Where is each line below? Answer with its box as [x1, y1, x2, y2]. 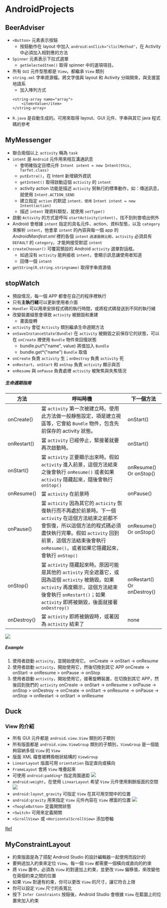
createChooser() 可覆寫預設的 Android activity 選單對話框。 [12, 246, 138, 252]
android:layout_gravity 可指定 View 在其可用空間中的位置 [12, 791, 131, 797]
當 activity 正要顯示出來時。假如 [41, 453, 119, 460]
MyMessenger [5, 136, 51, 144]
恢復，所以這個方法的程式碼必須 [46, 522, 121, 529]
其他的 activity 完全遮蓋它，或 [46, 569, 119, 576]
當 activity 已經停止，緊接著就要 [41, 437, 119, 444]
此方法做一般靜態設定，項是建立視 [41, 412, 121, 419]
